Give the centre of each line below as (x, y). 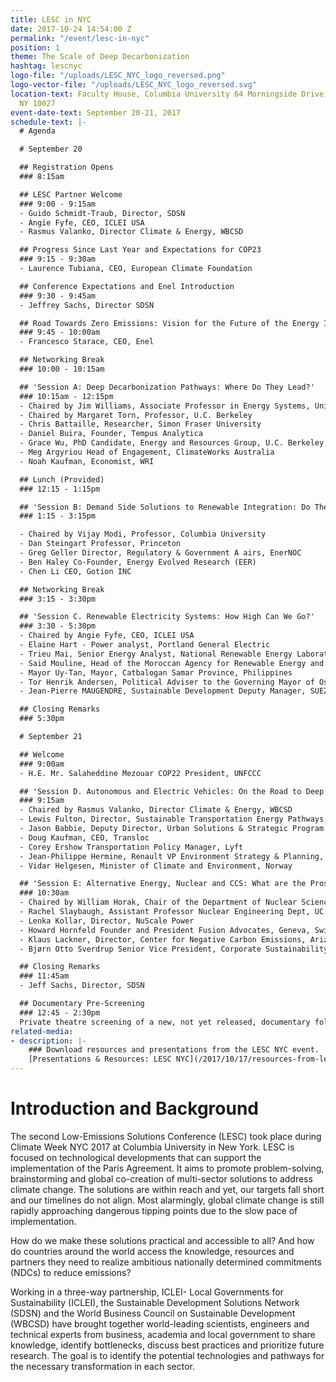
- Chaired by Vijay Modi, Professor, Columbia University (143, 534)
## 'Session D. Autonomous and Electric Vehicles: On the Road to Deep (172, 791)
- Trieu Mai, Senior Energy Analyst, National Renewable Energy (156, 654)
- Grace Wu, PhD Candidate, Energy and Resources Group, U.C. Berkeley (172, 443)
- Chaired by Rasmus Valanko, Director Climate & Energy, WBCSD (156, 810)
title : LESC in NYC (51, 19)
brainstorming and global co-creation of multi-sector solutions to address (161, 1178)
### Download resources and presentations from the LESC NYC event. (174, 1050)
